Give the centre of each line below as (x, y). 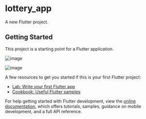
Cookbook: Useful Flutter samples (46, 92)
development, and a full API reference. (44, 111)
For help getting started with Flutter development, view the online (71, 101)
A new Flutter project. (27, 22)
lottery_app (28, 8)
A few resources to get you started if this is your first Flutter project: (73, 77)
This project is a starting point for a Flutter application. (59, 49)
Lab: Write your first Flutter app (44, 86)
